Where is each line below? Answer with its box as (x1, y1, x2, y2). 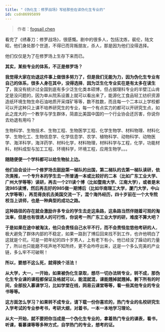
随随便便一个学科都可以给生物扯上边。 (5, 156, 82, 162)
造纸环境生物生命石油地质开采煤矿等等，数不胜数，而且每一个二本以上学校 (5, 98, 156, 104)
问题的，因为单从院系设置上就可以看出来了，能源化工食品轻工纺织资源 (18, 92, 160, 98)
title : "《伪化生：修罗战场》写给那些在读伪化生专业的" (5, 7, 106, 12)
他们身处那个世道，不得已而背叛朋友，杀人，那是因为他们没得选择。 (13, 42, 151, 48)
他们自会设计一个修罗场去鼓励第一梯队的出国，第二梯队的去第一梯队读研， (5, 167, 156, 173)
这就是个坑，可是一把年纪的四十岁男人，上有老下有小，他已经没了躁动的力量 (5, 237, 160, 242)
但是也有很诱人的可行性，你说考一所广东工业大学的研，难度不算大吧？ (18, 214, 160, 220)
